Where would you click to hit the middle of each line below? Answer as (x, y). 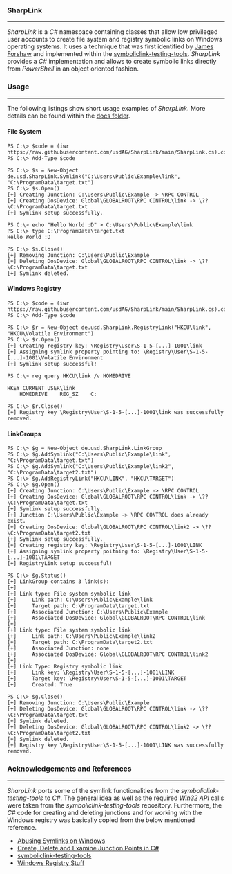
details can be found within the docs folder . (69, 116)
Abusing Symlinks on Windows (61, 841)
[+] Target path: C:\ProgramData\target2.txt (80, 643)
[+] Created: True (40, 685)
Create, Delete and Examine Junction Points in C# (88, 848)
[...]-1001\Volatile (37, 358)
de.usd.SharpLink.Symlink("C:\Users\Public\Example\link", (94, 176)
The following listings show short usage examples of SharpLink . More (106, 108)
